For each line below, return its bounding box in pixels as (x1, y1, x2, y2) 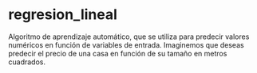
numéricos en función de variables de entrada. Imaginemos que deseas (8, 40, 245, 49)
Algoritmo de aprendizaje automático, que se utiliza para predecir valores (8, 32, 250, 41)
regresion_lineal (8, 6, 118, 24)
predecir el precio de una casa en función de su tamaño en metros (8, 48, 227, 58)
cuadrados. (8, 57, 46, 67)
